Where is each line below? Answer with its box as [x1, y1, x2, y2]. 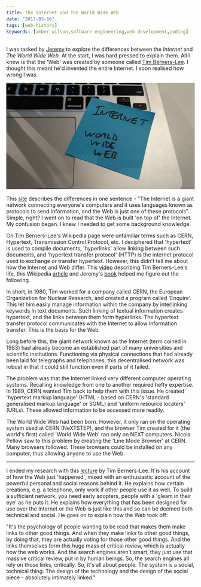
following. [6, 276, 31, 283]
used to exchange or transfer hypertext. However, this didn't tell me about [6, 257, 188, 264]
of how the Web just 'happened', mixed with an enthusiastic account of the [6, 473, 191, 481]
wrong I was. [6, 71, 38, 78]
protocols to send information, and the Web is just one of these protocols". [6, 207, 190, 215]
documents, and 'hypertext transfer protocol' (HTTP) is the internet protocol [6, 251, 194, 258]
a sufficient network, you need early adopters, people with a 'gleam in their [6, 492, 191, 499]
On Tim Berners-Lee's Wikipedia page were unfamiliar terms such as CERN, [6, 232, 193, 239]
